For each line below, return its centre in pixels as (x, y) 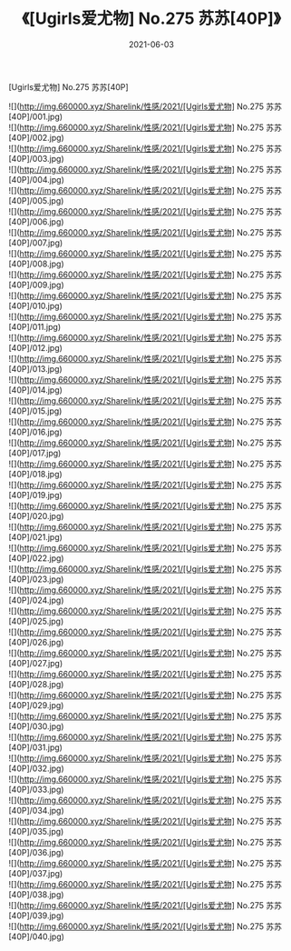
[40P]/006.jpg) (36, 221)
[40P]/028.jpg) (36, 684)
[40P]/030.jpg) (36, 726)
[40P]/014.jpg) (35, 390)
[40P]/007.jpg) (36, 243)
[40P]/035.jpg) (36, 831)
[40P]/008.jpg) (36, 264)
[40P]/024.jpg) (36, 600)
